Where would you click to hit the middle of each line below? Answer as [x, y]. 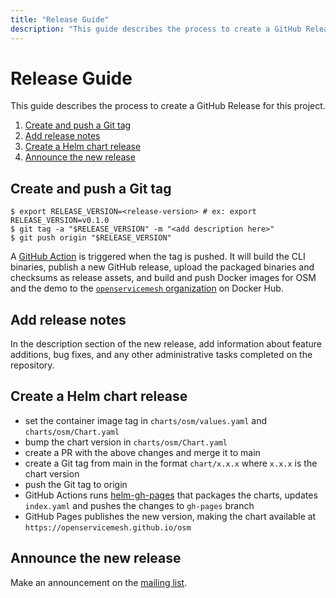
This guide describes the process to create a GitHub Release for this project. [168, 106]
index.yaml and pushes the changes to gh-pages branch [139, 505]
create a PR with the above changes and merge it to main [142, 452]
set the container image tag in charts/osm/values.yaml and [146, 420]
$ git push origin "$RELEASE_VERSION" [91, 238]
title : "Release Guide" [60, 19]
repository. [32, 365]
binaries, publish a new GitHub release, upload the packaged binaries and [162, 267]
